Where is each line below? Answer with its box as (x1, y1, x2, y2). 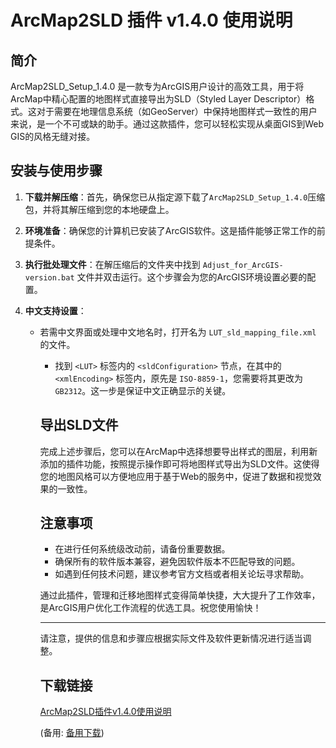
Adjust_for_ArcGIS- (202, 260, 284, 270)
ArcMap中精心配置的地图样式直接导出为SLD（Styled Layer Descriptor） (10, 93, 307, 105)
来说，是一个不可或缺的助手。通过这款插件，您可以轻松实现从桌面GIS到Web (10, 118, 325, 130)
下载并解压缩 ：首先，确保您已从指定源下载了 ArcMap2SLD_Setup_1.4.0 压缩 (24, 191, 326, 203)
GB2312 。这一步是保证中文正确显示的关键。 (54, 384, 232, 396)
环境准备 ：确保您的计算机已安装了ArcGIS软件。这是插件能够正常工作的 (24, 224, 317, 236)
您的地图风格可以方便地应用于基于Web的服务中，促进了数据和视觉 (39, 470, 313, 482)
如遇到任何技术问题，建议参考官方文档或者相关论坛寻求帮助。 (54, 568, 310, 580)
